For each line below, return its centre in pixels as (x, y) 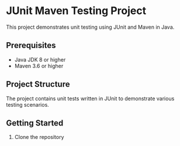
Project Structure (38, 84)
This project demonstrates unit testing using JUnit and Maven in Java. (90, 27)
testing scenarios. (28, 104)
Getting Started (35, 123)
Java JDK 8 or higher (40, 59)
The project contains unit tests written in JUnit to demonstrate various (90, 99)
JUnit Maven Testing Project (76, 11)
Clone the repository (39, 137)
